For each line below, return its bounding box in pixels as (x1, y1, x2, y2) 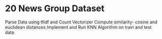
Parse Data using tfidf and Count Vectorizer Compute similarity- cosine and (5, 19, 158, 25)
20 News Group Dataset (5, 3, 105, 14)
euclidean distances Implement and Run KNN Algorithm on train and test (5, 24, 152, 30)
